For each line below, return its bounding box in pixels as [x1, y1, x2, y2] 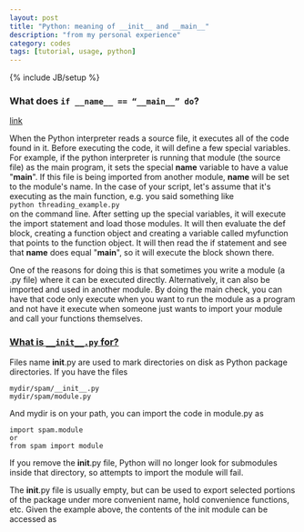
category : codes [9, 38, 71, 48]
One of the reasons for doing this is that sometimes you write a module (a [9, 265, 285, 276]
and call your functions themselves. [9, 313, 144, 324]
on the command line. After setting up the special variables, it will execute [9, 208, 287, 219]
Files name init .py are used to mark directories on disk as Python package [9, 356, 289, 367]
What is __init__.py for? [9, 336, 119, 348]
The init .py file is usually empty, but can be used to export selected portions [9, 484, 296, 496]
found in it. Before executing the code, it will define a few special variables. [9, 143, 291, 154]
